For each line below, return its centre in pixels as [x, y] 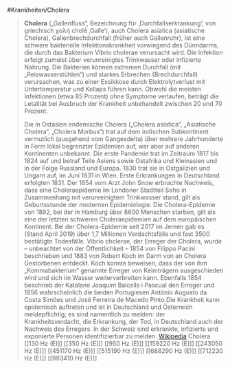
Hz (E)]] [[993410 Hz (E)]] [60, 358]
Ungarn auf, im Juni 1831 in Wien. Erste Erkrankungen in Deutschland [122, 175]
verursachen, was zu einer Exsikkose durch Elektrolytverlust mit [115, 82]
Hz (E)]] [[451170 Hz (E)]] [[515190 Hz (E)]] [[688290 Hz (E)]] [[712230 [123, 351]
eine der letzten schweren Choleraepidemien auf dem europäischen [120, 219]
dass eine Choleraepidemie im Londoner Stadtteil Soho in [105, 190]
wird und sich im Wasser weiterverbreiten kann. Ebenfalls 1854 [113, 278]
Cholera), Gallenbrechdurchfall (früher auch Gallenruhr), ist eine [114, 38]
